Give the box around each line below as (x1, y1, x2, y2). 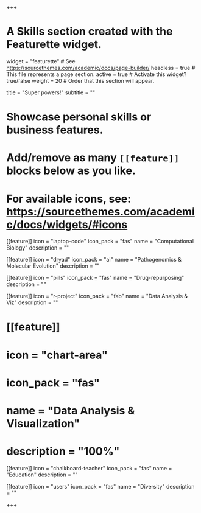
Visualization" (6, 417, 80, 430)
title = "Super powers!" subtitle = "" (6, 89, 96, 96)
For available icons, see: (6, 192, 132, 206)
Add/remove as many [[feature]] (6, 151, 180, 165)
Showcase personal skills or (6, 110, 152, 124)
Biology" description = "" (6, 244, 69, 251)
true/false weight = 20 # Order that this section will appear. (6, 77, 155, 84)
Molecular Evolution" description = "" (6, 262, 100, 270)
